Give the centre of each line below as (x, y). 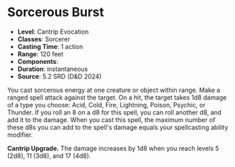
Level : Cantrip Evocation (53, 32)
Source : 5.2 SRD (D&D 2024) (59, 76)
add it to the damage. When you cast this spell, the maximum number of (112, 119)
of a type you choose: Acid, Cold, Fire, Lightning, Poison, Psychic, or (106, 105)
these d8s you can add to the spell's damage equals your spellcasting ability (118, 127)
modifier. (20, 135)
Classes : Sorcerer (43, 39)
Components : (38, 61)
